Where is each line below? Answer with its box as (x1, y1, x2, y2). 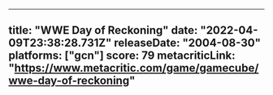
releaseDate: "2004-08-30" (113, 36, 262, 50)
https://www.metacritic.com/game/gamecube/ (14, 61, 259, 75)
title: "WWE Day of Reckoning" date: (8, 23, 198, 37)
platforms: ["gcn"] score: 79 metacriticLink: (8, 49, 236, 63)
